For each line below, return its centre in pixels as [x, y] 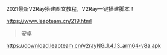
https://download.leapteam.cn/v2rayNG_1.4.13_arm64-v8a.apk [83, 45]
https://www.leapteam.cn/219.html [49, 21]
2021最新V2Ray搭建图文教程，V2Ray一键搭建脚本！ [71, 9]
